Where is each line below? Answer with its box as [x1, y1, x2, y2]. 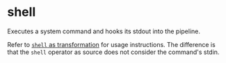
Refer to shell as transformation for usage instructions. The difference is [7, 40, 216, 48]
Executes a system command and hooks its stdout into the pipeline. [7, 27, 200, 35]
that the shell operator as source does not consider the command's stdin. [7, 48, 220, 56]
